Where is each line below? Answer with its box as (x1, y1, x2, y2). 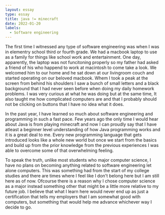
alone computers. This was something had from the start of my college (5, 168, 150, 173)
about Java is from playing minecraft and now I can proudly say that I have (5, 121, 157, 127)
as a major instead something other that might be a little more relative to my (5, 183, 159, 189)
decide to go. (5, 204, 32, 210)
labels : (5, 26, 21, 31)
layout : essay (5, 7, 35, 12)
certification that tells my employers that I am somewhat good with (5, 194, 141, 200)
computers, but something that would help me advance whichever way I (5, 199, 152, 205)
